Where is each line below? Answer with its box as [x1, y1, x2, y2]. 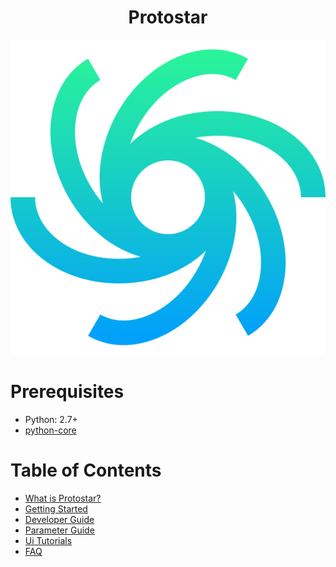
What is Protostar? [24, 492, 102, 504]
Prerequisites [10, 381, 125, 403]
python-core [24, 424, 77, 436]
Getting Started [24, 502, 88, 515]
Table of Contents [10, 459, 162, 482]
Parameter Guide [24, 524, 95, 536]
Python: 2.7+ [24, 413, 78, 425]
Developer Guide [24, 513, 95, 525]
